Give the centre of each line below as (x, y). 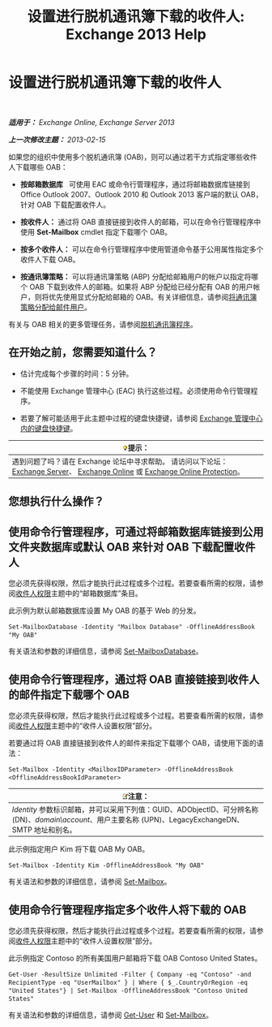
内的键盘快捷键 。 (49, 428)
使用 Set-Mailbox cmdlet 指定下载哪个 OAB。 (96, 231)
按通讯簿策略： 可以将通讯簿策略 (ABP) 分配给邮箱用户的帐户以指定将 (136, 276)
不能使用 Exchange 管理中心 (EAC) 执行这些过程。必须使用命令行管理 (135, 391)
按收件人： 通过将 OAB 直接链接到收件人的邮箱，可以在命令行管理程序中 (140, 222)
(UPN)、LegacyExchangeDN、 (193, 819)
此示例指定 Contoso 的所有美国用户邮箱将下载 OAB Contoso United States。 (135, 958)
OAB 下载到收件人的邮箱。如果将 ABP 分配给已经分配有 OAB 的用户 (141, 287)
